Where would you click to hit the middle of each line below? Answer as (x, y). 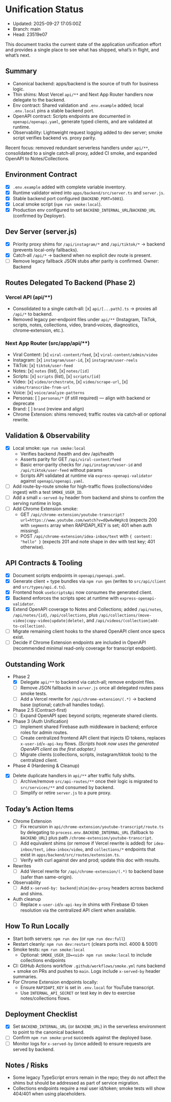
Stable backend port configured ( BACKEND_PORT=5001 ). (68, 198)
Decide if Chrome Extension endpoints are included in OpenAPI (79, 642)
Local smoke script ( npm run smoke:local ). (57, 204)
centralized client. (39, 760)
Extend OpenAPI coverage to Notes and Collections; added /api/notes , (88, 609)
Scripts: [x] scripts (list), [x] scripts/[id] (57, 376)
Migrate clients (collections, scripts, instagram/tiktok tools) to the (89, 755)
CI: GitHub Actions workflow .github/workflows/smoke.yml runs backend (89, 966)
